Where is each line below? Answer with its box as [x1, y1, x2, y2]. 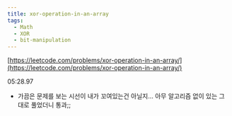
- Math [13, 23, 33, 30]
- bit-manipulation [13, 37, 71, 44]
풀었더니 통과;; [30, 100, 71, 110]
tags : [7, 17, 23, 24]
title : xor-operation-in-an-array [7, 10, 110, 18]
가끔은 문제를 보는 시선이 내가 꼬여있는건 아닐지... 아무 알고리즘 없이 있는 [17, 92, 218, 100]
